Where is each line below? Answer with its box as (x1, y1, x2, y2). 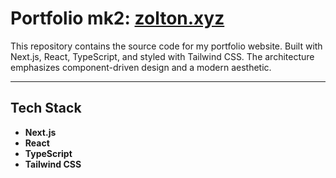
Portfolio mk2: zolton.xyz (10, 7, 225, 30)
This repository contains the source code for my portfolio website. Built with (10, 40, 323, 52)
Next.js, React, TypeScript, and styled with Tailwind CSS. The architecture (10, 50, 315, 62)
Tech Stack (10, 100, 82, 117)
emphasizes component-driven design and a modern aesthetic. (10, 61, 272, 73)
